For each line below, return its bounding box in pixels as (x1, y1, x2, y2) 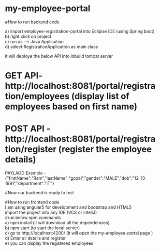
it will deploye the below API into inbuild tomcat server (5, 53, 113, 59)
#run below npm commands (5, 215, 61, 220)
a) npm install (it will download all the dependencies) (5, 220, 110, 226)
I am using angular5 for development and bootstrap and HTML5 (5, 204, 132, 210)
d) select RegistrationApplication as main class (5, 44, 98, 49)
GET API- (5, 70, 43, 81)
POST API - (5, 123, 51, 134)
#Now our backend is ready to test (5, 190, 74, 196)
